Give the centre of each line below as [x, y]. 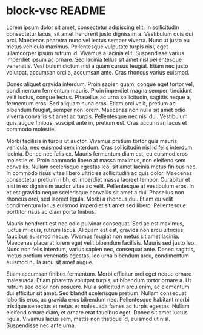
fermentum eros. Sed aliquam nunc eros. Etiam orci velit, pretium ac [91, 103]
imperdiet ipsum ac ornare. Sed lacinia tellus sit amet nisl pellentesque [94, 59]
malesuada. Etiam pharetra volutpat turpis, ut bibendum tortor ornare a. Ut [99, 280]
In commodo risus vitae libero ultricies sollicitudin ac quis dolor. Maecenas [99, 173]
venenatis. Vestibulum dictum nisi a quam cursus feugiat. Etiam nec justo [97, 66]
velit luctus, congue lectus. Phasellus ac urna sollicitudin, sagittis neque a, [99, 97]
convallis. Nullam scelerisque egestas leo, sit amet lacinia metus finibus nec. [102, 167]
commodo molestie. [31, 129]
